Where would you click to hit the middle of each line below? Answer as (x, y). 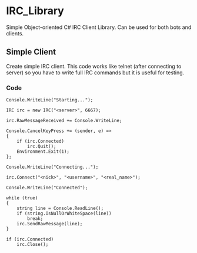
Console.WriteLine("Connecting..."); (52, 167)
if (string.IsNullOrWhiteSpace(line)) (64, 213)
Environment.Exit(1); (43, 152)
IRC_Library (35, 11)
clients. (15, 33)
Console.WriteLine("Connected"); (47, 188)
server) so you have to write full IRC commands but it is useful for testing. (95, 73)
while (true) (22, 198)
